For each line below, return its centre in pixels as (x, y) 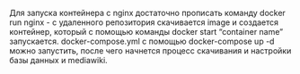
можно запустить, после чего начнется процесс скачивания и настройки (150, 51)
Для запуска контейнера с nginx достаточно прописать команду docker (147, 13)
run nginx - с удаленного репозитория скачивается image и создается (144, 22)
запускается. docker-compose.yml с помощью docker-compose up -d (142, 41)
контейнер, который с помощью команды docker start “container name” (146, 32)
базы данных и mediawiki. (58, 60)
